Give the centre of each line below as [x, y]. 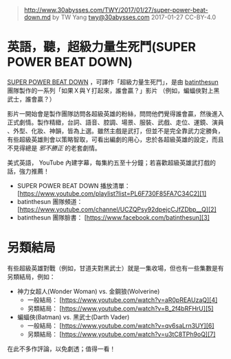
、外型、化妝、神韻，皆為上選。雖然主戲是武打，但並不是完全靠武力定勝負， [115, 130]
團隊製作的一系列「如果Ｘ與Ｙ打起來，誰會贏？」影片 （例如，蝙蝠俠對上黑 [113, 90]
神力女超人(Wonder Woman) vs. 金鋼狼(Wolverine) [88, 291]
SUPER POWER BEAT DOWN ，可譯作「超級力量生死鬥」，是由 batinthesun [113, 82]
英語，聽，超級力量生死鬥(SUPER [101, 47]
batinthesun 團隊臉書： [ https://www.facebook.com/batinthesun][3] [113, 217]
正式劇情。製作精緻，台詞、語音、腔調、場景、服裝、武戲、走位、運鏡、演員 [115, 122]
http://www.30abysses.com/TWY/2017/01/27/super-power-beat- [116, 10]
